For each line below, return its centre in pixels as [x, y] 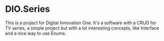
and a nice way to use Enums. [36, 33]
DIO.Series [28, 9]
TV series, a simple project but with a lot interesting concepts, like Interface [82, 28]
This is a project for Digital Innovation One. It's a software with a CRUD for [81, 23]
